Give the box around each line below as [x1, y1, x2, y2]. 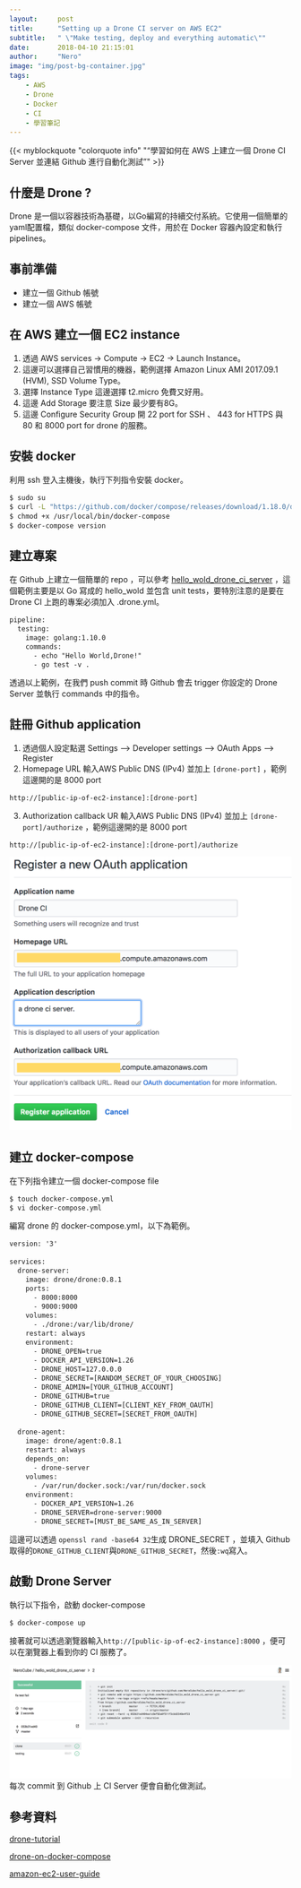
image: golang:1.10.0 [25, 633, 106, 642]
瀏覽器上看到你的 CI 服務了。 [24, 1646, 132, 1657]
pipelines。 [9, 233, 51, 244]
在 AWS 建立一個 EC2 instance [9, 327, 181, 342]
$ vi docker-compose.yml [9, 1203, 102, 1212]
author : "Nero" [9, 52, 82, 62]
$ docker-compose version [9, 522, 106, 530]
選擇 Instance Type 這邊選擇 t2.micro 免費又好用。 [21, 386, 209, 397]
